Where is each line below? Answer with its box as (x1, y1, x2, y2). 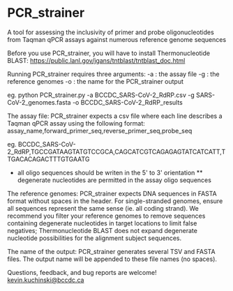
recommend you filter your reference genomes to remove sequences (7, 211, 206, 220)
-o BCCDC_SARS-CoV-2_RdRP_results (72, 98, 183, 106)
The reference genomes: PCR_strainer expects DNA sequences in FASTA (7, 189, 218, 197)
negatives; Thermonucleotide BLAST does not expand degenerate (7, 226, 197, 234)
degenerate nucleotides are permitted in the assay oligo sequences (17, 176, 211, 184)
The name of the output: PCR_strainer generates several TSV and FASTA (7, 247, 216, 255)
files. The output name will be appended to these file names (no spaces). (7, 255, 218, 263)
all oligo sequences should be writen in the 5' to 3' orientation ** (17, 168, 204, 177)
